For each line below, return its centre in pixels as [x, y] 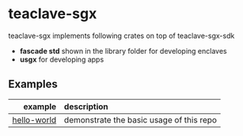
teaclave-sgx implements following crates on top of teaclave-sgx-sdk [121, 36]
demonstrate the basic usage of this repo [140, 119]
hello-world [34, 119]
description [86, 106]
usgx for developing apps [62, 59]
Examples [33, 84]
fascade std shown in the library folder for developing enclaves [123, 51]
